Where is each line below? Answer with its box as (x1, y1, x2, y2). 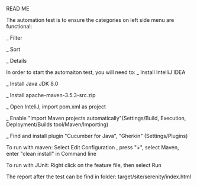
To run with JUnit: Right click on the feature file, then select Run (6, 162, 162, 168)
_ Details (6, 57, 27, 64)
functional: (6, 23, 33, 30)
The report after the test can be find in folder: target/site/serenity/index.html (6, 173, 191, 180)
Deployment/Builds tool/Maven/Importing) (6, 121, 109, 128)
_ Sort (6, 46, 21, 53)
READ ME (6, 5, 30, 12)
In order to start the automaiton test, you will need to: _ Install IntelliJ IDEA (6, 69, 186, 76)
